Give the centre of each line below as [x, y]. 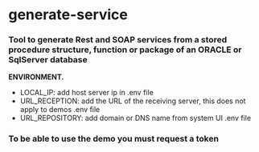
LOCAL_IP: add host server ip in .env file [87, 93]
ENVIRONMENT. [36, 77]
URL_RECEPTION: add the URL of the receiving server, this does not [133, 101]
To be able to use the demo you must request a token [114, 139]
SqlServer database [48, 60]
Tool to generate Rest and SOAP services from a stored [118, 40]
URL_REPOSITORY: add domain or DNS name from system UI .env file [136, 118]
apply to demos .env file [60, 110]
